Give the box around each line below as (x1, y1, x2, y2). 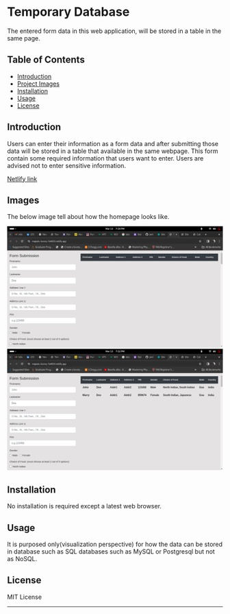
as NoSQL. (7, 555, 38, 563)
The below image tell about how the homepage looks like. (7, 213, 170, 221)
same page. (7, 34, 40, 42)
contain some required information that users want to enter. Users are (7, 154, 204, 162)
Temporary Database (7, 4, 130, 20)
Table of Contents (7, 54, 86, 66)
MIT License (7, 593, 42, 601)
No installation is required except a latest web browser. (7, 502, 162, 510)
